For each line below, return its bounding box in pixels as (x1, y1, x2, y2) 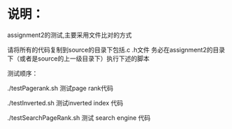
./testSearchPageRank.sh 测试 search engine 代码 (7, 113, 151, 122)
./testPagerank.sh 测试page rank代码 (7, 84, 114, 92)
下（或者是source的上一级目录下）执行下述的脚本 (7, 54, 150, 63)
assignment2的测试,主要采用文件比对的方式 (7, 31, 132, 39)
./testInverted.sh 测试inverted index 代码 (7, 98, 124, 107)
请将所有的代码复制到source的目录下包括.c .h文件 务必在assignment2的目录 (7, 45, 226, 54)
